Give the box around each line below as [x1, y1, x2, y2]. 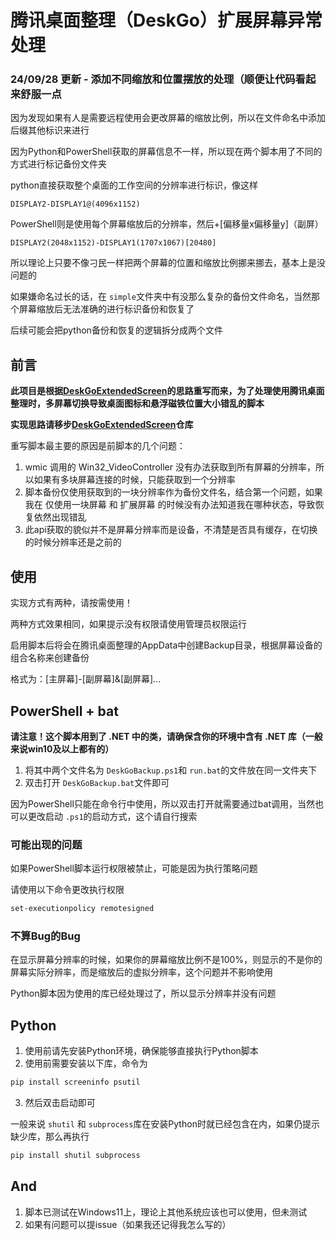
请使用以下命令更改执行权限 [10, 884, 125, 896]
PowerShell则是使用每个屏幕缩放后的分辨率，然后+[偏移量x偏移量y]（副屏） [10, 218, 324, 230]
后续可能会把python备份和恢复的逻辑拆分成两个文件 [10, 324, 223, 336]
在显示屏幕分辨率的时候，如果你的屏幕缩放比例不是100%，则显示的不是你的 [10, 954, 323, 966]
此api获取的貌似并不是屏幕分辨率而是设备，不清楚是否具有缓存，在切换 [24, 524, 318, 536]
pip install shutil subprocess [10, 1151, 141, 1161]
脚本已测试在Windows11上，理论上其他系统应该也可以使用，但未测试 [24, 1206, 308, 1218]
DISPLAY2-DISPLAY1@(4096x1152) [10, 199, 141, 210]
